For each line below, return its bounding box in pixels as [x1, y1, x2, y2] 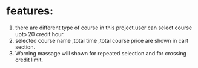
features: [6, 4, 53, 18]
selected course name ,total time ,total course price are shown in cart [15, 37, 189, 44]
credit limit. [15, 56, 44, 63]
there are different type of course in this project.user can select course [15, 24, 193, 31]
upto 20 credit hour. [15, 30, 65, 37]
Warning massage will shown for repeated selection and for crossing [15, 49, 186, 57]
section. [15, 43, 36, 51]
